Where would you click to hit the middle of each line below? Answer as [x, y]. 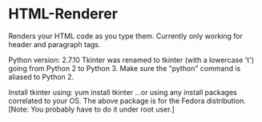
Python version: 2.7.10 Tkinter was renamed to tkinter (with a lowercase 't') [131, 60]
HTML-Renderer [63, 14]
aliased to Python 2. [41, 77]
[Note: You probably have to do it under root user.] [91, 109]
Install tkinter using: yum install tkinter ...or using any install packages [123, 92]
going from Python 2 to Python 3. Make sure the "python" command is [125, 68]
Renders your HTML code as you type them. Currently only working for [125, 36]
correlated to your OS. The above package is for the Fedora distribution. [127, 100]
